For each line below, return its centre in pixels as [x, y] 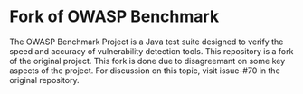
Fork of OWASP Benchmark [114, 17]
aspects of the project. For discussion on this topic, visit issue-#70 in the [145, 70]
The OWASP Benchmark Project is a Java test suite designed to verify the [147, 42]
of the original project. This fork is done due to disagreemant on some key [147, 61]
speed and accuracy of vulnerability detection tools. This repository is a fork [151, 51]
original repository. [44, 80]
